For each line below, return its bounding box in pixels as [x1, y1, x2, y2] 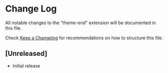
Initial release [12, 62, 40, 68]
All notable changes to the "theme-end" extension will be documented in [5, 20, 156, 26]
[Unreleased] [5, 49, 48, 58]
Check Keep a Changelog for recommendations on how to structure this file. [5, 35, 163, 41]
